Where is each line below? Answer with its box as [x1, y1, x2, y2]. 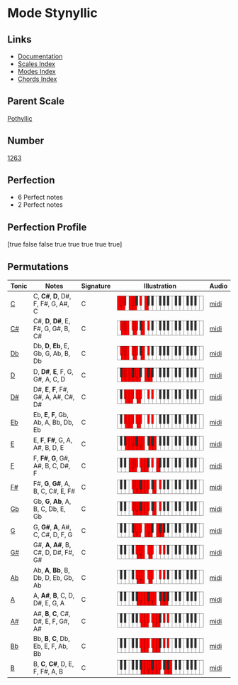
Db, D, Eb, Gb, [33, 573, 74, 582]
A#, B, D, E [33, 443, 64, 452]
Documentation [17, 52, 63, 60]
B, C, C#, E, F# [33, 487, 76, 495]
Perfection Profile [7, 221, 87, 233]
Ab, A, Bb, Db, [33, 418, 74, 426]
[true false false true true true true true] [7, 240, 123, 249]
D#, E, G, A [33, 599, 65, 608]
